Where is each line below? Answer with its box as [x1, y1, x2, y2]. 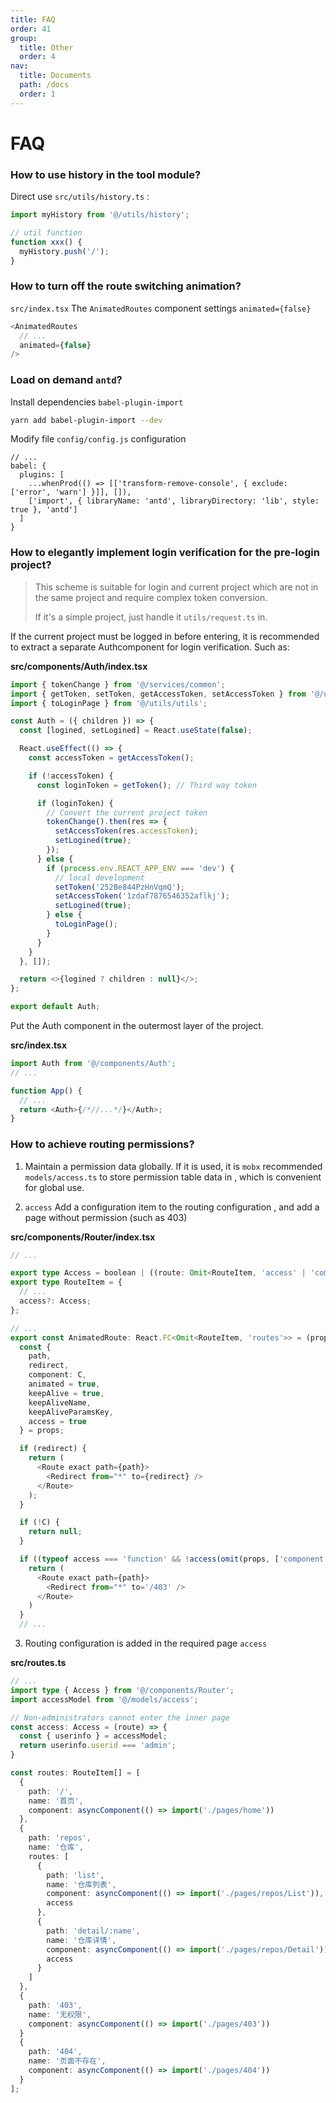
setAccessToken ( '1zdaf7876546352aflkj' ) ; [54, 891, 230, 901]
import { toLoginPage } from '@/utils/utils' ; [10, 698, 208, 708]
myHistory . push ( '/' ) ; [19, 246, 110, 256]
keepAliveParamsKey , [28, 1407, 114, 1417]
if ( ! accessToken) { [28, 771, 114, 781]
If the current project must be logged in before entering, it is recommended [10, 630, 320, 642]
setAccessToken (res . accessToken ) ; [54, 826, 199, 836]
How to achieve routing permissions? [10, 1137, 195, 1151]
